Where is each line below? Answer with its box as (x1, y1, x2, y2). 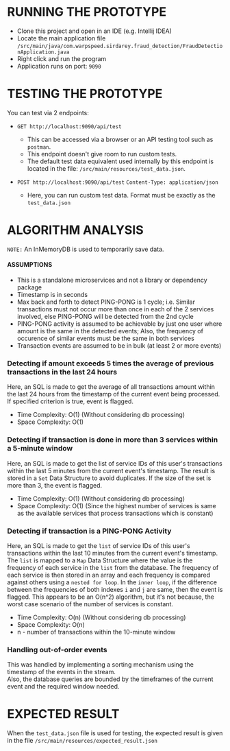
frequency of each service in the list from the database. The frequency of (7, 563, 219, 571)
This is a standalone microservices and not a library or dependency (16, 276, 207, 285)
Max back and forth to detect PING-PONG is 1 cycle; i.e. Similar (16, 298, 195, 306)
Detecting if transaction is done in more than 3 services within (7, 435, 218, 444)
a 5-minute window (7, 444, 73, 453)
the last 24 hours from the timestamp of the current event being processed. (7, 390, 220, 398)
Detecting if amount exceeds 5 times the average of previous (7, 358, 214, 368)
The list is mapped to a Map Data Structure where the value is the (7, 556, 193, 564)
